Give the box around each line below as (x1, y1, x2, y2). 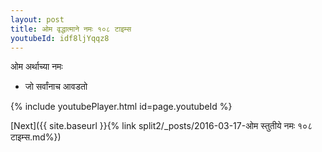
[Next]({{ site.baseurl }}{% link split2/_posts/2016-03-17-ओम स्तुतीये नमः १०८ (10, 120, 313, 132)
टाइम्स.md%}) (10, 131, 62, 143)
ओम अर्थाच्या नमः (10, 61, 63, 73)
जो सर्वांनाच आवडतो (24, 81, 88, 93)
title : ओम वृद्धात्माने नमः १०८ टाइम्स (10, 24, 132, 34)
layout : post (10, 14, 65, 25)
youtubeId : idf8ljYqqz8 (10, 33, 110, 43)
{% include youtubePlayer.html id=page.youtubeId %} (10, 101, 233, 113)
